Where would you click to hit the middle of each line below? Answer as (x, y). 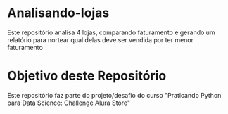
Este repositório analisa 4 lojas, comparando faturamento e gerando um (112, 32)
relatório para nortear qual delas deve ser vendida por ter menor (101, 39)
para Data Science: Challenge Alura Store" (69, 103)
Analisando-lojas (58, 13)
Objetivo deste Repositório (87, 76)
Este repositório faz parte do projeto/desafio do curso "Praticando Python (114, 95)
